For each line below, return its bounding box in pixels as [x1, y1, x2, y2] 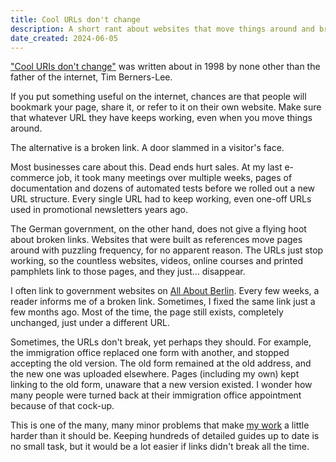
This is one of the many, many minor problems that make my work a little [10, 419, 310, 431]
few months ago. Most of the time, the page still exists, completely [10, 306, 284, 318]
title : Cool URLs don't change [10, 14, 141, 25]
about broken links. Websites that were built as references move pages [10, 234, 303, 246]
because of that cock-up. [10, 400, 115, 412]
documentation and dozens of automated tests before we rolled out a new [10, 182, 316, 195]
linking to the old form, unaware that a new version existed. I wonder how [10, 379, 313, 391]
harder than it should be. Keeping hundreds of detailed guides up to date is [10, 430, 320, 442]
